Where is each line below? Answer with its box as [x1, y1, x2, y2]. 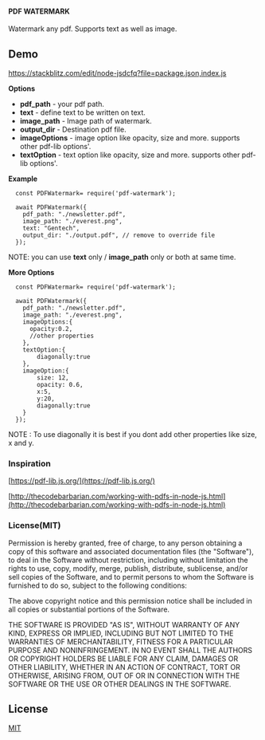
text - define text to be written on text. [19, 108, 146, 117]
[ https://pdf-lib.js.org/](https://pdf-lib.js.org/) [8, 476, 155, 486]
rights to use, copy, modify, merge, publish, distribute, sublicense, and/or [8, 563, 248, 573]
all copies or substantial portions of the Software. [8, 604, 170, 614]
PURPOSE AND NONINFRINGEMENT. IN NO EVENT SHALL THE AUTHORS [8, 645, 253, 655]
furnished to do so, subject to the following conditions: [8, 581, 187, 590]
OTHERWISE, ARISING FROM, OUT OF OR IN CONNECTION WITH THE [8, 671, 240, 680]
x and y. [8, 439, 34, 448]
